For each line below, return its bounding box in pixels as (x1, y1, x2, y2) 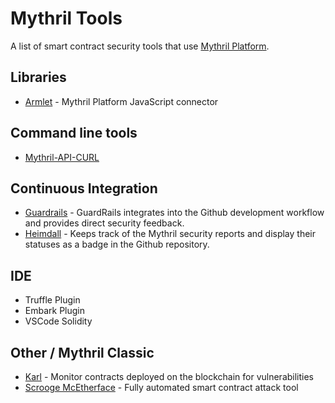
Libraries (10, 69, 67, 86)
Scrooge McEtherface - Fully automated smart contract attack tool (24, 382, 299, 393)
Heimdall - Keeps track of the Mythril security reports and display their (24, 228, 317, 240)
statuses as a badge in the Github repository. (24, 238, 210, 251)
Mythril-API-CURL (24, 151, 100, 163)
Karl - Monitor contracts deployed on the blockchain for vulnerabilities (24, 371, 315, 382)
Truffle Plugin (24, 294, 81, 306)
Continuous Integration (10, 180, 158, 197)
